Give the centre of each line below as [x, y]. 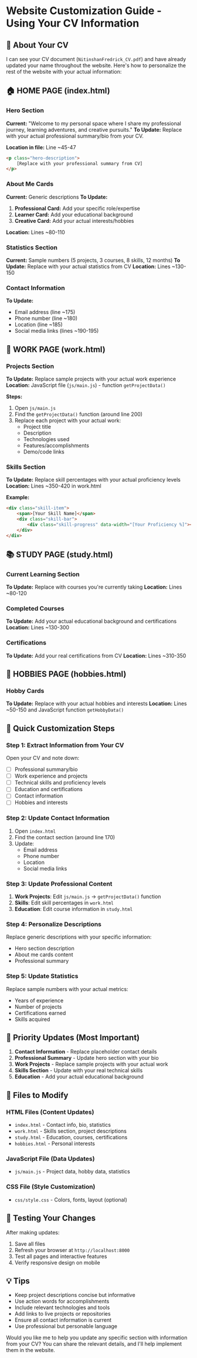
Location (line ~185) [38, 325]
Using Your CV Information [73, 23]
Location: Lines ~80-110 [36, 232]
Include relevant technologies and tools [62, 1307]
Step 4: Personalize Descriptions [54, 924]
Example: [18, 498]
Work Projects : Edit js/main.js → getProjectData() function [88, 897]
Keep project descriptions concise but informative [75, 1295]
